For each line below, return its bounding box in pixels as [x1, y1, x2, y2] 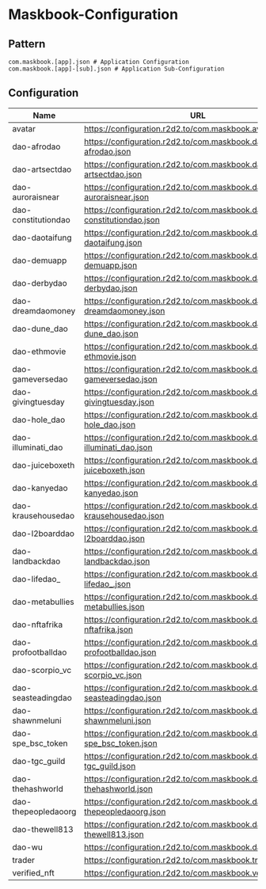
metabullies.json [84, 601, 145, 612]
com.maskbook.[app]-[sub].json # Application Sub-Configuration [8, 65, 225, 73]
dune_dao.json [84, 328, 139, 339]
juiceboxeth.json [84, 465, 146, 476]
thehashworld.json [84, 783, 153, 794]
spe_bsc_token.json [84, 738, 158, 749]
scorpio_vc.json [84, 669, 142, 680]
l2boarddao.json [84, 533, 145, 544]
